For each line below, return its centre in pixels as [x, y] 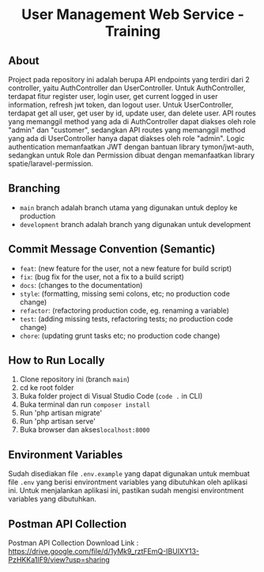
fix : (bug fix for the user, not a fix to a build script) [102, 277]
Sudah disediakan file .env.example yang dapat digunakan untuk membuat [129, 474]
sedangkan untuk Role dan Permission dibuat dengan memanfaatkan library [132, 155]
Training [133, 31]
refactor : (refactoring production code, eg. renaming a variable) [124, 310]
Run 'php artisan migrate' [61, 413]
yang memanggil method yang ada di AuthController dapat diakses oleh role [132, 121]
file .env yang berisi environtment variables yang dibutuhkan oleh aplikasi [128, 482]
